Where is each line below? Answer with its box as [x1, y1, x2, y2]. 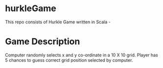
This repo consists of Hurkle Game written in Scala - [5, 19, 111, 25]
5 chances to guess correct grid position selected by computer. [5, 57, 133, 63]
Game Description [5, 36, 80, 47]
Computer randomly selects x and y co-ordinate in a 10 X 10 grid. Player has [5, 52, 158, 58]
